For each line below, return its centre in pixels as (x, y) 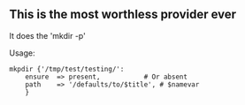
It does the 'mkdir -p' (47, 35)
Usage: (22, 53)
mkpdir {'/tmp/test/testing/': (67, 69)
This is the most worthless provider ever (123, 15)
